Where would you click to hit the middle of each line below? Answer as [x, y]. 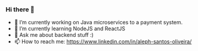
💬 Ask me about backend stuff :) [54, 35]
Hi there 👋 [20, 9]
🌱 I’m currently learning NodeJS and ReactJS [70, 28]
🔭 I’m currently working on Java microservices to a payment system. [98, 23]
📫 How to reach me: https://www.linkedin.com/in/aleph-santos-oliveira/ [103, 42]
